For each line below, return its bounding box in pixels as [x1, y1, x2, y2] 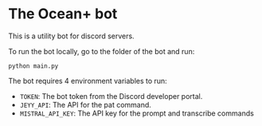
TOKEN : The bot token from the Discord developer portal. [19, 91, 203, 100]
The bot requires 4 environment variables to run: [8, 76, 167, 85]
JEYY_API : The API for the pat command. [19, 100, 151, 109]
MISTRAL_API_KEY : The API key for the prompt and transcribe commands [19, 108, 255, 118]
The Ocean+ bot [8, 5, 118, 23]
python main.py [8, 61, 59, 70]
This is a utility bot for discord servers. [8, 31, 135, 41]
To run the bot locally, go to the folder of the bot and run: [8, 46, 195, 56]
